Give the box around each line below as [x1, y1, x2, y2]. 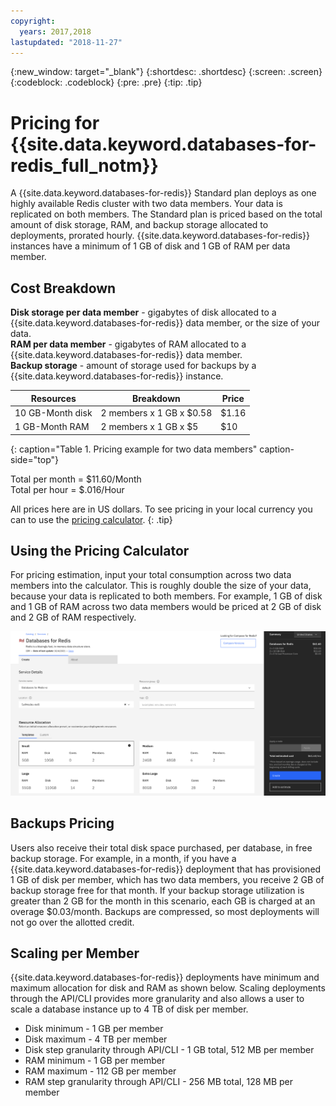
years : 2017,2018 [19, 26, 92, 37]
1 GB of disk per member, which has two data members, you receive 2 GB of [10, 873, 325, 885]
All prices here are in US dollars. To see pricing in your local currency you [10, 503, 313, 515]
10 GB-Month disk [14, 406, 93, 419]
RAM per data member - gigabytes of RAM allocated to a [10, 338, 247, 350]
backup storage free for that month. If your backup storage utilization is [10, 884, 305, 896]
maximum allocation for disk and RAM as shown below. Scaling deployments [10, 982, 326, 994]
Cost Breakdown [10, 280, 117, 297]
